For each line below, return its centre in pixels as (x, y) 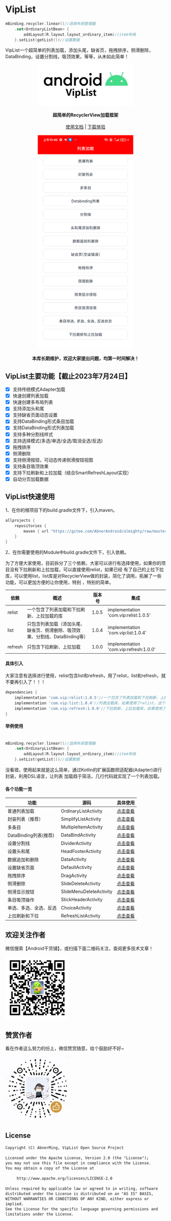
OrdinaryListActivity (82, 811)
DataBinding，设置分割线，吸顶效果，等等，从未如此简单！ (67, 57)
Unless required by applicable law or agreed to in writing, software (82, 1189)
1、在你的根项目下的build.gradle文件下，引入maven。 (61, 510)
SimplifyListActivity (81, 819)
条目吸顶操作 (21, 900)
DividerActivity (76, 843)
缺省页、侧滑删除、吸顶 (52, 630)
